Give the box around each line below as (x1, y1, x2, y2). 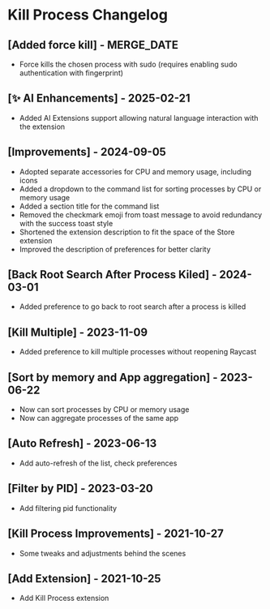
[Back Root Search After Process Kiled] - (7, 268, 217, 281)
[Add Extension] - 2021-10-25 (7, 572, 161, 585)
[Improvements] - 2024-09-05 (7, 145, 167, 159)
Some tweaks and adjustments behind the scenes (19, 548, 186, 558)
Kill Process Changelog (7, 6, 168, 24)
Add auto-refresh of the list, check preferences (19, 458, 178, 468)
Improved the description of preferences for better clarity (19, 244, 212, 254)
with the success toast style (19, 218, 114, 228)
